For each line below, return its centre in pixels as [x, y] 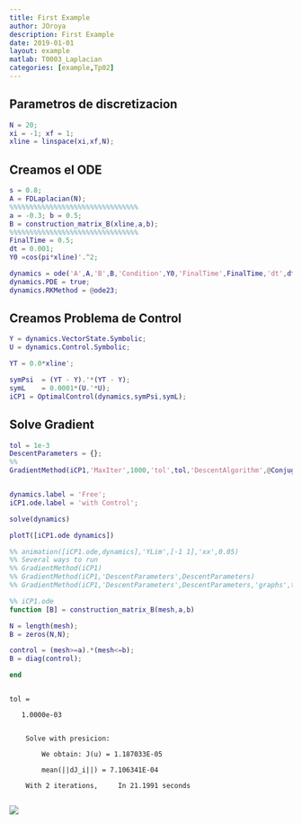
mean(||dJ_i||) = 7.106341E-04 [100, 770]
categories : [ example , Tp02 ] [62, 68]
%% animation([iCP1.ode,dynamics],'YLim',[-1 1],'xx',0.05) [124, 551]
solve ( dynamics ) [40, 519]
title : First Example [50, 18]
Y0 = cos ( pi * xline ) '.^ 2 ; [54, 257]
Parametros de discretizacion [93, 104]
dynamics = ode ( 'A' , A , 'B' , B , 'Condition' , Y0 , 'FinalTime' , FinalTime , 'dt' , [148, 273]
